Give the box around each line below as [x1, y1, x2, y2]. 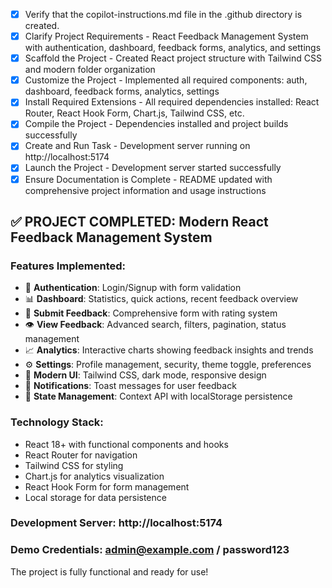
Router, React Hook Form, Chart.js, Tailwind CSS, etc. [24, 107, 245, 119]
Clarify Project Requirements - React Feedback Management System [24, 30, 309, 43]
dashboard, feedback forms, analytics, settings [24, 85, 220, 98]
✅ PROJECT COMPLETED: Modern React [10, 213, 269, 230]
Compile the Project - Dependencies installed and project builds [24, 118, 289, 130]
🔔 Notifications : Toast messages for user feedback [24, 380, 237, 392]
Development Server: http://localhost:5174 [10, 516, 223, 530]
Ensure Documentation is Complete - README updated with [24, 173, 273, 185]
